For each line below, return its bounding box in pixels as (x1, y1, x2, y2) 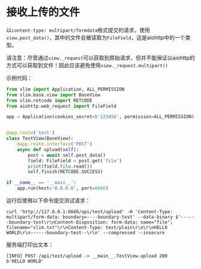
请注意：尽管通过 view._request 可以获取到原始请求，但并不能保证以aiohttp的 (6, 54, 195, 61)
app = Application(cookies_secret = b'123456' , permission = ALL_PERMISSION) (6, 114, 195, 120)
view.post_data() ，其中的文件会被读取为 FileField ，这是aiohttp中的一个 (6, 34, 185, 41)
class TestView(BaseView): (6, 135, 74, 141)
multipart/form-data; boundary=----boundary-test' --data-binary (6, 214, 173, 220)
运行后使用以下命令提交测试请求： (6, 197, 91, 204)
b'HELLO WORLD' (6, 258, 44, 264)
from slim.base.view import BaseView (6, 92, 101, 98)
